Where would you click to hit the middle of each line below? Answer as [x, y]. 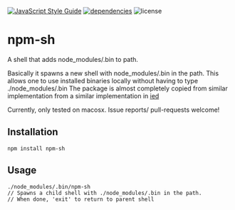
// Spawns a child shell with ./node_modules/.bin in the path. [105, 193]
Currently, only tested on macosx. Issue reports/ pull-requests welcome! [114, 110]
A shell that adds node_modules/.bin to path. [73, 59]
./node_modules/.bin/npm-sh [49, 187]
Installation [33, 132]
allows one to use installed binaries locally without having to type [103, 80]
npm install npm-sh [36, 148]
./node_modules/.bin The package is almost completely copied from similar [117, 88]
